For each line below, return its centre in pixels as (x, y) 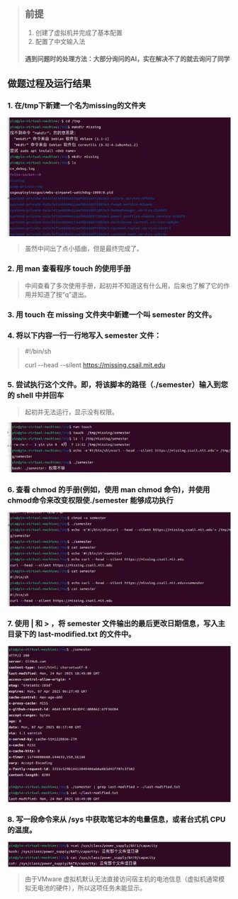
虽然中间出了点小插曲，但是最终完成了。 (84, 249)
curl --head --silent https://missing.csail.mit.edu (95, 364)
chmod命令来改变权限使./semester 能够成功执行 (90, 500)
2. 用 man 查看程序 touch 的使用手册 (69, 269)
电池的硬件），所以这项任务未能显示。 (92, 888)
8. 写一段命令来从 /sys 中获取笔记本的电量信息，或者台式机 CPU (117, 819)
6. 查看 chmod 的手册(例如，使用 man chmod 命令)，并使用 (109, 489)
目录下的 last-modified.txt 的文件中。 (72, 634)
